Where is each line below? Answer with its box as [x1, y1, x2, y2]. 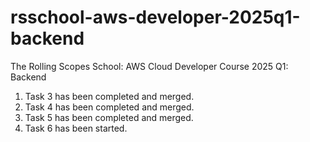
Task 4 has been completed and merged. [24, 101, 195, 113]
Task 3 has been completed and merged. [24, 90, 195, 102]
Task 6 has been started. [24, 122, 128, 134]
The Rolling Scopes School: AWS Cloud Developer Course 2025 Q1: [10, 60, 289, 72]
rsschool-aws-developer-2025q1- [10, 6, 301, 29]
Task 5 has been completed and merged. [24, 111, 194, 123]
